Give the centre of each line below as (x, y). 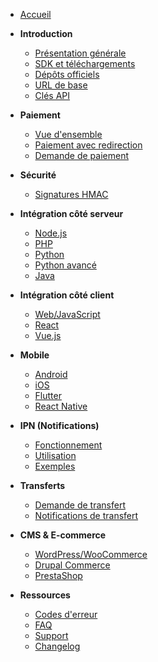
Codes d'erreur (66, 614)
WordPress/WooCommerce (91, 554)
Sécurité (38, 175)
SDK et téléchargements (85, 63)
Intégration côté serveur (71, 213)
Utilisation (55, 455)
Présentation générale (80, 53)
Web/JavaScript (67, 314)
